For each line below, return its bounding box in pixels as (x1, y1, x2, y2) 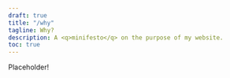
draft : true (8, 11, 47, 20)
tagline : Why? (8, 26, 55, 34)
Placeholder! (8, 62, 50, 72)
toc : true (8, 41, 41, 49)
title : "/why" (8, 19, 55, 27)
